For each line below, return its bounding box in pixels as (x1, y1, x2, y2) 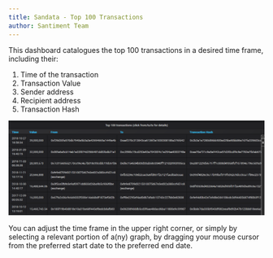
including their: (8, 54, 58, 63)
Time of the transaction (19, 69, 99, 79)
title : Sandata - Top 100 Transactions (8, 13, 144, 21)
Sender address (19, 86, 75, 97)
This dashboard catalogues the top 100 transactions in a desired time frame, (8, 45, 264, 55)
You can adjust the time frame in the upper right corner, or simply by (8, 224, 238, 234)
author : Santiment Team (8, 21, 89, 30)
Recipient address (19, 95, 81, 105)
